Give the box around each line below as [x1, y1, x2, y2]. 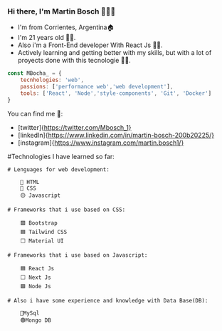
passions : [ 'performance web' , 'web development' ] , [20, 83, 174, 91]
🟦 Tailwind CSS [20, 228, 68, 235]
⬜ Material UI [20, 237, 64, 245]
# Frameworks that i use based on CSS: [7, 206, 126, 213]
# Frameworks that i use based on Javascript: [7, 251, 148, 259]
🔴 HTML [20, 178, 40, 185]
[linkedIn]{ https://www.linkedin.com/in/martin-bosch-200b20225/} [17, 131, 215, 139]
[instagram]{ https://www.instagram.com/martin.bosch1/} [17, 138, 184, 147]
